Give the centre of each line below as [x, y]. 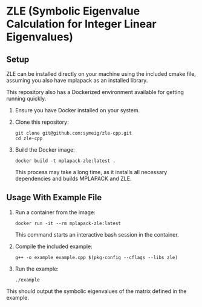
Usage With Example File [54, 197]
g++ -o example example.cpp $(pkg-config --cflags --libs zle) [96, 257]
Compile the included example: [54, 246]
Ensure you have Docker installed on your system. [77, 110]
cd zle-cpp [29, 138]
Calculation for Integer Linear [81, 24]
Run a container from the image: [55, 212]
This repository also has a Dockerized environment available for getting [95, 92]
